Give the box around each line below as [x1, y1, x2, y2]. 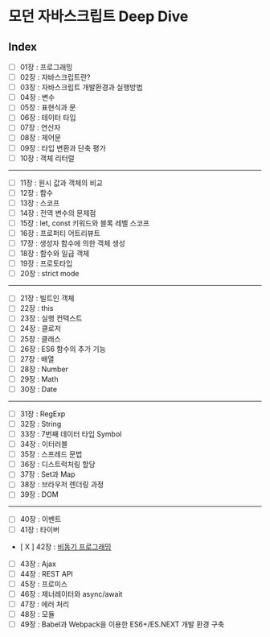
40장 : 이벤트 [19, 515, 62, 524]
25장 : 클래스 [19, 333, 62, 343]
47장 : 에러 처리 [19, 599, 70, 609]
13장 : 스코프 [19, 198, 60, 208]
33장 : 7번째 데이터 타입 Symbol [19, 429, 122, 439]
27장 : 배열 [19, 354, 55, 363]
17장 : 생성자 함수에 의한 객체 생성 [19, 238, 126, 248]
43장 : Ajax [19, 559, 56, 569]
